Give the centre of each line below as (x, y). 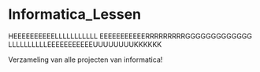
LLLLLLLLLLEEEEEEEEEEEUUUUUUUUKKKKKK (85, 44)
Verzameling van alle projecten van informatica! (85, 59)
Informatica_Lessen (75, 14)
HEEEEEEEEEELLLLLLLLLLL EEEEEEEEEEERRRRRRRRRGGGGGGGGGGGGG (130, 36)
